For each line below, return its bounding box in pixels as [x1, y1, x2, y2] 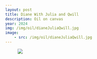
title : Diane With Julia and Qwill [5, 12, 79, 17]
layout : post [5, 7, 32, 12]
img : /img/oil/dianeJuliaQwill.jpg [5, 26, 79, 31]
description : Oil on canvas [5, 16, 64, 21]
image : [5, 30, 19, 35]
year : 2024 [5, 21, 28, 26]
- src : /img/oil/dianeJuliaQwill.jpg [14, 35, 93, 40]
